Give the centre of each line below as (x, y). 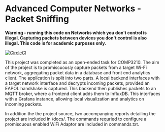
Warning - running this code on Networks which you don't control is (76, 33)
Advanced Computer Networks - (73, 9)
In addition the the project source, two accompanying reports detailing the (81, 113)
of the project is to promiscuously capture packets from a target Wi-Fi (76, 67)
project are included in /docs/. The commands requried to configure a (76, 119)
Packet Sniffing (37, 19)
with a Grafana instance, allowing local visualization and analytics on (75, 99)
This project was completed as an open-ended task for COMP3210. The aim (82, 62)
